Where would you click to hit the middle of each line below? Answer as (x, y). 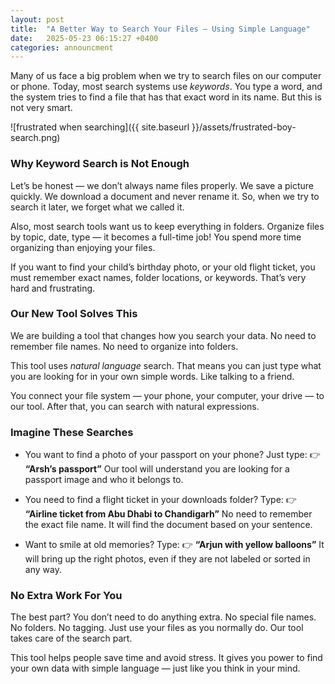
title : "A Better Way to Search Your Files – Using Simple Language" (160, 29)
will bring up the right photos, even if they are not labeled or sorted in (167, 559)
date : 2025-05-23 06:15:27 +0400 (84, 38)
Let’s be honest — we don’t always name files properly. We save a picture (162, 185)
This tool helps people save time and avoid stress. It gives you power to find (166, 658)
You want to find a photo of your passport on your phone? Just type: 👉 (172, 455)
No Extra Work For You (66, 596)
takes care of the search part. (71, 638)
